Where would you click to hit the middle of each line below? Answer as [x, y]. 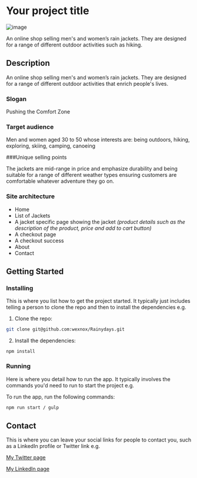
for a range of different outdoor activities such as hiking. [74, 45]
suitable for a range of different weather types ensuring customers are [91, 175]
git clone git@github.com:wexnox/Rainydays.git [66, 330]
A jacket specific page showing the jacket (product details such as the [100, 222]
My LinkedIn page [28, 469]
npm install [21, 352]
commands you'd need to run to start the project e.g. [70, 385]
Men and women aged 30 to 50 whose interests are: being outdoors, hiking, [98, 140]
